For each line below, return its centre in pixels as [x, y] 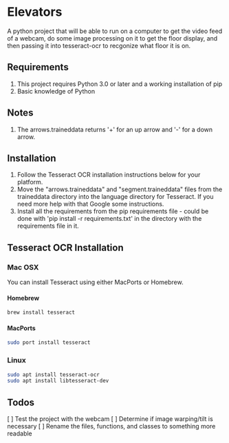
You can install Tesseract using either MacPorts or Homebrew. [95, 282]
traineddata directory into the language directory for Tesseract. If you [115, 197]
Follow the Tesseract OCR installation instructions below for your [109, 175]
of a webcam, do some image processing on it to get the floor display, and [112, 38]
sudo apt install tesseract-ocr [53, 375]
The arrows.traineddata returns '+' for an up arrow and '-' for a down [115, 129]
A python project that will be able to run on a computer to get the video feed [115, 31]
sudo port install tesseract [49, 343]
